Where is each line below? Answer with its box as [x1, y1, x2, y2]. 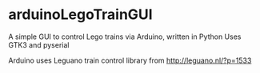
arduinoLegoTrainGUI [8, 6, 154, 24]
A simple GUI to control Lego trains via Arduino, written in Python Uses [8, 32, 242, 41]
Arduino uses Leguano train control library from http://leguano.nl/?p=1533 [8, 56, 252, 65]
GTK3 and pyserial [8, 40, 70, 49]
